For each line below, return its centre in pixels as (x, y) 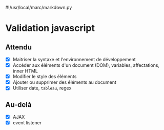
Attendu (18, 47)
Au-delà (18, 105)
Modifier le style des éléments (45, 77)
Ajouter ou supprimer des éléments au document (65, 82)
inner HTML (25, 71)
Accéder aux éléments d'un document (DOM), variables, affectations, (86, 65)
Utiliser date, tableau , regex (42, 88)
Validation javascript (50, 28)
